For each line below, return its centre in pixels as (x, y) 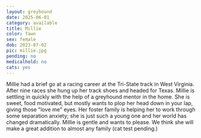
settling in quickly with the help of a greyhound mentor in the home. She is (98, 97)
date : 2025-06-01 (28, 17)
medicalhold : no (26, 62)
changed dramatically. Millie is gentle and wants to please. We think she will (100, 122)
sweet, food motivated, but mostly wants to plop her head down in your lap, (100, 103)
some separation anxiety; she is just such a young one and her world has (97, 116)
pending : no (21, 56)
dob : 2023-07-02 (26, 45)
